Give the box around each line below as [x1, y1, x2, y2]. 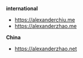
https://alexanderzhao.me [14, 23, 77, 29]
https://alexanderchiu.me [14, 16, 75, 23]
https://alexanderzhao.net [14, 45, 77, 52]
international [6, 5, 38, 12]
